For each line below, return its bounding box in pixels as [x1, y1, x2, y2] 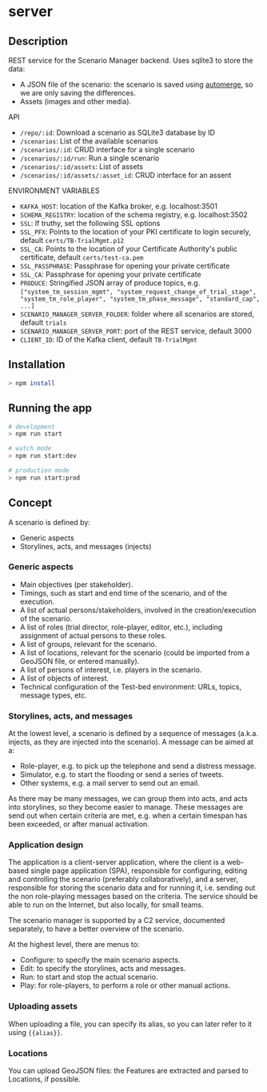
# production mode [8, 467, 70, 475]
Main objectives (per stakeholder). [19, 580, 133, 589]
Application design [8, 839, 84, 851]
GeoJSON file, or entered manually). [19, 656, 140, 665]
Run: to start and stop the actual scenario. [19, 973, 158, 982]
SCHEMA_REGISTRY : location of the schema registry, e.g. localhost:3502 [19, 210, 248, 219]
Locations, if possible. [8, 1074, 82, 1084]
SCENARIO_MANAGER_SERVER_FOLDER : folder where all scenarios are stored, [19, 309, 254, 318]
